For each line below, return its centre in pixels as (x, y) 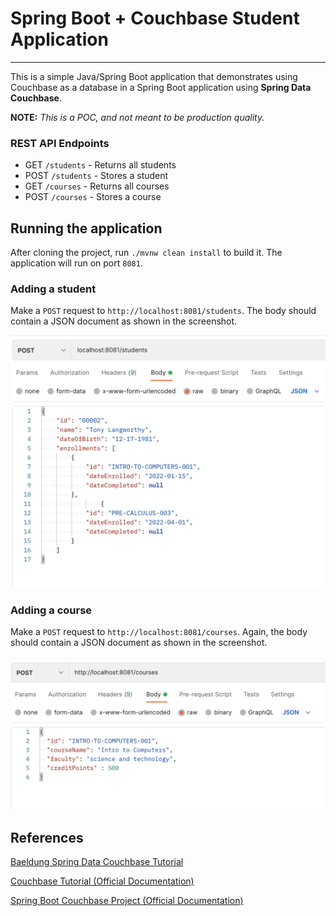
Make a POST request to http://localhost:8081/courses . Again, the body (159, 632)
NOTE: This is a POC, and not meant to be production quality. (137, 117)
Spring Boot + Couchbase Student (155, 18)
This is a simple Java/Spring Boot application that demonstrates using (154, 76)
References (47, 837)
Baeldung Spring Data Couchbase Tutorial (97, 862)
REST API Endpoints (60, 143)
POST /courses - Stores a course (93, 197)
